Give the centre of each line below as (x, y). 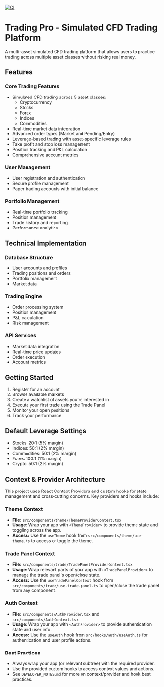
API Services (21, 336)
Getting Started (29, 377)
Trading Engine (24, 296)
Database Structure (29, 257)
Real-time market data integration (46, 129)
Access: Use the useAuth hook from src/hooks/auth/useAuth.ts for (80, 635)
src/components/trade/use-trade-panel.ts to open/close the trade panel (86, 585)
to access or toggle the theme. (62, 541)
